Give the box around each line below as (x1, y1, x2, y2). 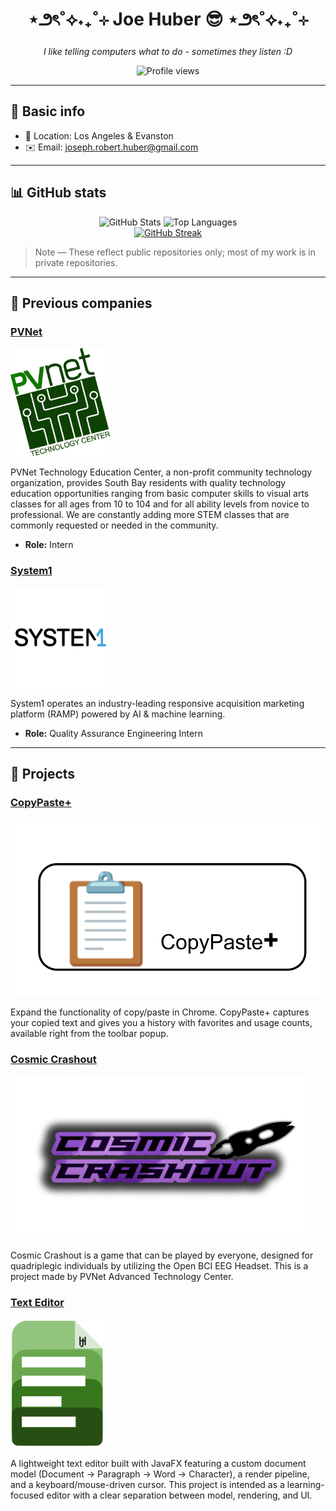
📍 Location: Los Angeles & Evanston (24, 129, 174, 142)
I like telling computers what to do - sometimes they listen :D (43, 45, 293, 57)
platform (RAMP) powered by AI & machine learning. (10, 708, 226, 720)
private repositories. (34, 256, 118, 268)
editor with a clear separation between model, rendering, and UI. (46, 1489, 313, 1502)
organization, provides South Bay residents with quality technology (10, 477, 287, 489)
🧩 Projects (10, 765, 76, 782)
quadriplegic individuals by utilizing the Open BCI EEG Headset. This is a (10, 1259, 309, 1272)
